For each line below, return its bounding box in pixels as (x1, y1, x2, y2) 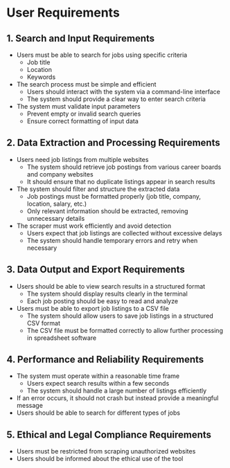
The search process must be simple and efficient (16, 80, 157, 88)
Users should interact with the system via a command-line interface (26, 88, 221, 96)
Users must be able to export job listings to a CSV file (16, 304, 169, 312)
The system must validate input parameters (16, 102, 141, 110)
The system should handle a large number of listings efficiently (26, 386, 207, 395)
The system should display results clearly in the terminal (26, 289, 188, 298)
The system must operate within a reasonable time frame (16, 372, 180, 380)
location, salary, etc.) (26, 199, 87, 208)
